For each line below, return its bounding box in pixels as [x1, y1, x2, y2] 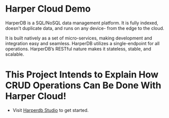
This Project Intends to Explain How [5, 69, 159, 81]
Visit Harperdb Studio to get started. [12, 107, 89, 113]
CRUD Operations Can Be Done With [5, 80, 161, 91]
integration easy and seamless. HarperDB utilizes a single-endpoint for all [5, 40, 160, 46]
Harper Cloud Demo [5, 3, 91, 15]
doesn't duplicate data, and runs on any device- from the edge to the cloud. [5, 25, 164, 31]
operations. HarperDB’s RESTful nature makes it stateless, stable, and [5, 46, 152, 52]
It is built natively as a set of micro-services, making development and [5, 35, 153, 41]
